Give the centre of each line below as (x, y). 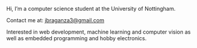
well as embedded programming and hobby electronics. (77, 38)
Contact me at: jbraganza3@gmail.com (56, 20)
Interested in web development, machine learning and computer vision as (99, 32)
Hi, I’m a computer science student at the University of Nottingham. (91, 9)
